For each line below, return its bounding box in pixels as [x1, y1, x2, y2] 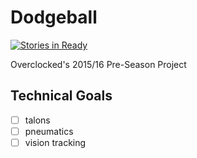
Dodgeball [10, 6, 98, 29]
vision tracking [24, 136, 87, 148]
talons [24, 114, 51, 126]
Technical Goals [10, 87, 113, 105]
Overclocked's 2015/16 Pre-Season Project [10, 58, 187, 70]
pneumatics [24, 125, 74, 137]
